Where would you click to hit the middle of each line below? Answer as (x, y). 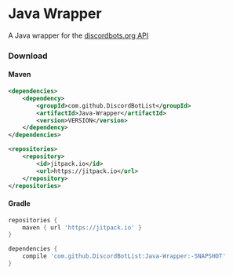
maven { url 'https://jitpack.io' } (82, 227)
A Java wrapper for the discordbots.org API (78, 35)
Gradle (20, 203)
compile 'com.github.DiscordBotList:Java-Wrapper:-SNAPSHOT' (124, 256)
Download (28, 56)
